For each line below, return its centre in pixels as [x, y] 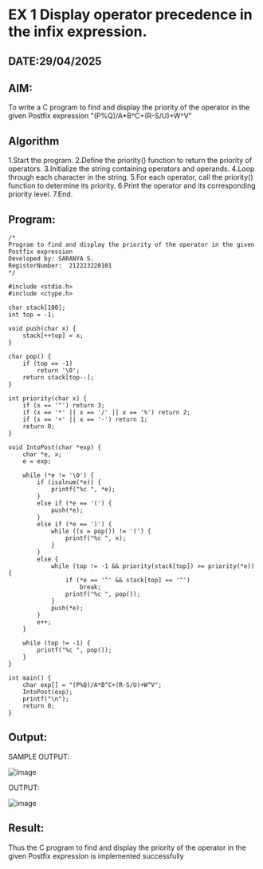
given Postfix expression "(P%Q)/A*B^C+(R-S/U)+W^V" [100, 116]
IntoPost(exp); [48, 692]
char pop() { [30, 357]
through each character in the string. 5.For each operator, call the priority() [131, 177]
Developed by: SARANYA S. [51, 259]
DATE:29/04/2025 [55, 61]
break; [90, 587]
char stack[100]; [37, 308]
